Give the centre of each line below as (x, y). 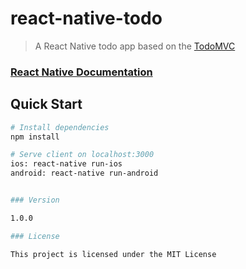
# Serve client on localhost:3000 (82, 155)
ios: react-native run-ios (66, 164)
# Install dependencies (60, 127)
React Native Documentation (81, 72)
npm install (35, 137)
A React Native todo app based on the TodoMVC (135, 46)
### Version (35, 200)
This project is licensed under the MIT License (113, 254)
